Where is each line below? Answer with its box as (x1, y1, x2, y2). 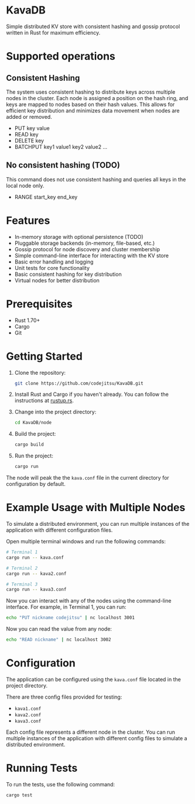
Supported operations (6, 50, 116, 63)
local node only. (6, 182, 45, 189)
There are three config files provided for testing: (6, 693, 122, 700)
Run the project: (14, 452, 54, 460)
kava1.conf (14, 706, 42, 711)
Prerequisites (6, 297, 73, 310)
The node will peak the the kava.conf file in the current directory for (6, 474, 170, 481)
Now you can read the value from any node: (6, 625, 112, 632)
